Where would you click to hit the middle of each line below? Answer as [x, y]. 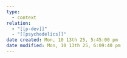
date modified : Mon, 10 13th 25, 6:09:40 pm [63, 46]
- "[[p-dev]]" [29, 29]
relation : [19, 23]
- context [24, 18]
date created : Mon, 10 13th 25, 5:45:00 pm [62, 40]
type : [13, 12]
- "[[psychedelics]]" [39, 34]
